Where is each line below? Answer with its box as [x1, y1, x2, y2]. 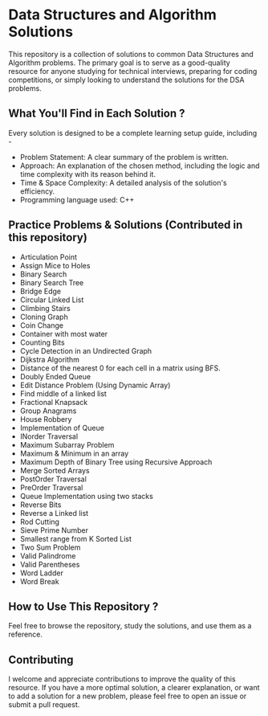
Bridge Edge [19, 286, 62, 296]
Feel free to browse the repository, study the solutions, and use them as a [8, 621, 252, 631]
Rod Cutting [19, 517, 60, 526]
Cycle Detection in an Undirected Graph [19, 346, 152, 355]
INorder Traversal [19, 432, 79, 441]
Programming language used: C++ [19, 194, 135, 204]
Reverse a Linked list [19, 508, 89, 518]
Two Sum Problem [19, 542, 81, 552]
